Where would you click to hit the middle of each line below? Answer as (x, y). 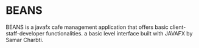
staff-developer (25, 33)
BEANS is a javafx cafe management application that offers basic (87, 27)
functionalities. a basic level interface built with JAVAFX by (119, 33)
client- (178, 27)
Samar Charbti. (25, 40)
